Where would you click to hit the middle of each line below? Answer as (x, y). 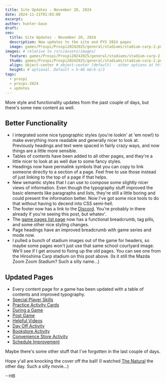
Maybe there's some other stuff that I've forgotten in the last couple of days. (83, 351)
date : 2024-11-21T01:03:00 (33, 14)
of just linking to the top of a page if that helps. (60, 177)
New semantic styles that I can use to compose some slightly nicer (80, 183)
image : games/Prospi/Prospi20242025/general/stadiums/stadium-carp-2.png (87, 47)
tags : (11, 74)
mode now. (23, 235)
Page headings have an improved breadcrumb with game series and (82, 230)
